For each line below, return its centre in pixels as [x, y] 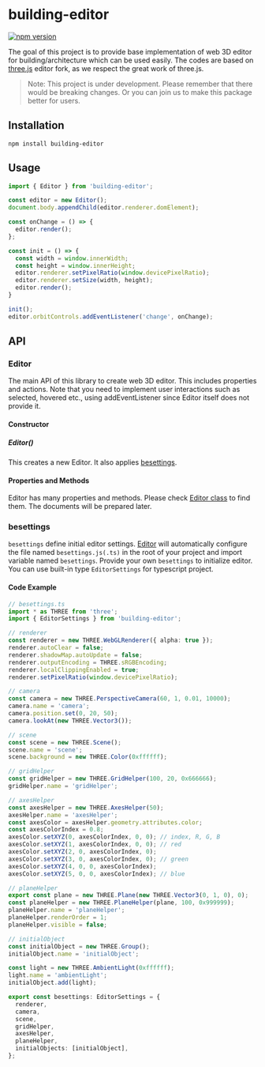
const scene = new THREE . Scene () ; [65, 742]
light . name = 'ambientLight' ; [58, 975]
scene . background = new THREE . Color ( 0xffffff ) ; [88, 757]
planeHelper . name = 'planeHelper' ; [67, 911]
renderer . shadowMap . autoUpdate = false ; [76, 655]
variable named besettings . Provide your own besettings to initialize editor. [131, 561]
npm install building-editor [56, 144]
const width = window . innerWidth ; [72, 258]
